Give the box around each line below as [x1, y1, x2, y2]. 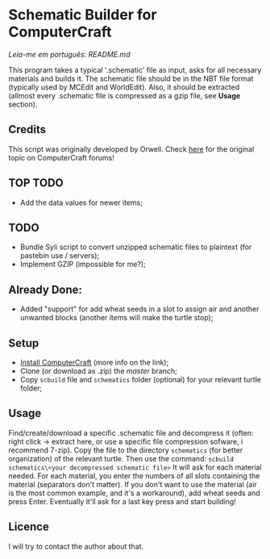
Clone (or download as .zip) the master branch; [19, 366, 177, 376]
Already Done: [8, 282, 83, 296]
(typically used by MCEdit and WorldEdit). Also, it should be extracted [8, 82, 240, 92]
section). [8, 99, 38, 109]
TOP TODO [8, 176, 64, 190]
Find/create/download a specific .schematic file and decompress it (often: [8, 428, 254, 437]
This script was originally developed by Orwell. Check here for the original [8, 144, 255, 154]
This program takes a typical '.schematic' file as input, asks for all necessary [8, 65, 262, 74]
